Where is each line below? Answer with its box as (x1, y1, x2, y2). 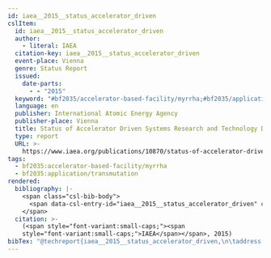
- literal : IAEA (22, 42, 78, 50)
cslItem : (7, 19, 37, 27)
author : (15, 34, 41, 43)
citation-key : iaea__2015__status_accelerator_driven (15, 49, 200, 57)
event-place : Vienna (15, 57, 84, 66)
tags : (7, 154, 26, 163)
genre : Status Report (15, 65, 88, 73)
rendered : (7, 177, 41, 186)
